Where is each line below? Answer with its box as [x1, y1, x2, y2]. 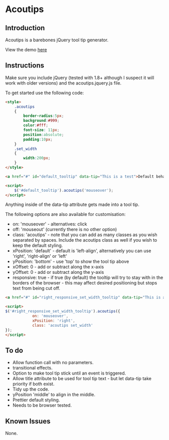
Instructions [5, 61, 44, 70]
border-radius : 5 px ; [23, 113, 64, 119]
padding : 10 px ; [23, 137, 53, 142]
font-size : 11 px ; [23, 127, 59, 133]
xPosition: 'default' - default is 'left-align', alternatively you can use [12, 248, 151, 254]
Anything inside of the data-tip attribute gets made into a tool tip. [5, 201, 140, 207]
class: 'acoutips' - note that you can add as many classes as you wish [12, 232, 157, 238]
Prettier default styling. [12, 397, 60, 403]
